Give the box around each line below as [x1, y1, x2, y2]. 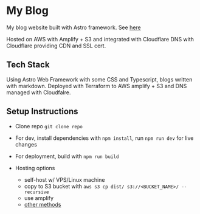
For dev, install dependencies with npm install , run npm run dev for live [15, 134, 194, 142]
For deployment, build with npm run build [15, 153, 119, 160]
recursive [24, 189, 50, 195]
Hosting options [15, 164, 55, 171]
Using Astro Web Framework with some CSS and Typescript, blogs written [6, 75, 193, 83]
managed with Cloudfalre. [6, 89, 71, 96]
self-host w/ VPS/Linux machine [24, 176, 105, 183]
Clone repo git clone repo [15, 122, 83, 129]
